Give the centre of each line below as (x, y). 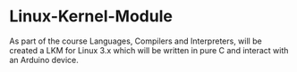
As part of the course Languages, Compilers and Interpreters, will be (136, 41)
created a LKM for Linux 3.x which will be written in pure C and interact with (149, 50)
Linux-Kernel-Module (91, 16)
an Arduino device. (44, 60)
